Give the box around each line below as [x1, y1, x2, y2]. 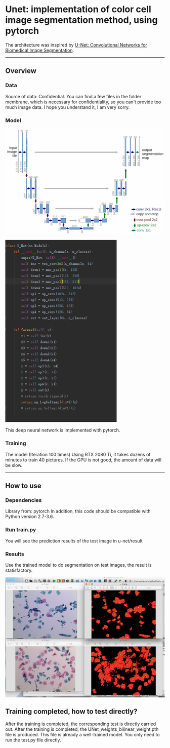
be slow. [5, 462, 23, 468]
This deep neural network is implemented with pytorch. [5, 427, 120, 434]
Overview [5, 67, 37, 75]
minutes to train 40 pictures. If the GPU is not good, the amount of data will [5, 457, 162, 463]
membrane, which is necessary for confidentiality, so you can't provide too [5, 99, 161, 105]
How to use [5, 482, 41, 490]
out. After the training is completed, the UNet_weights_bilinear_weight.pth [5, 726, 159, 732]
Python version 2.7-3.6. [5, 514, 54, 520]
